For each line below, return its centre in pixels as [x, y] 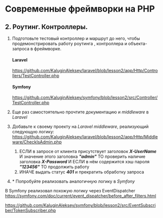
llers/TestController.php [36, 76]
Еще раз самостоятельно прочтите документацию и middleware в [80, 112]
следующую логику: [33, 132]
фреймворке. [48, 49]
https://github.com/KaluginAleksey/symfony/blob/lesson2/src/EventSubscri [81, 205]
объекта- [138, 44]
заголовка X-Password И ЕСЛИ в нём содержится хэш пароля [84, 162]
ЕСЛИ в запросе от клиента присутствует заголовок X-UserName [88, 152]
